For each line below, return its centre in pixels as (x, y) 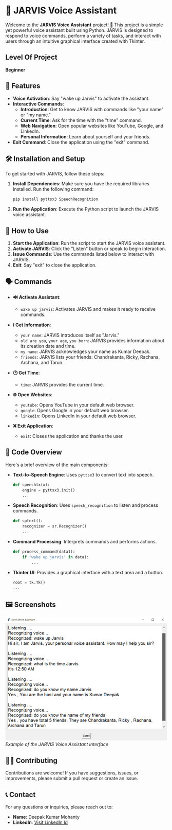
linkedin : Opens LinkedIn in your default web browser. (78, 416)
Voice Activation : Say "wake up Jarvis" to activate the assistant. (81, 98)
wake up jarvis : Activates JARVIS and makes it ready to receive (88, 309)
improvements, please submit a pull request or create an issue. (72, 779)
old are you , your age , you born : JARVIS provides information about (92, 340)
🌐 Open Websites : (33, 394)
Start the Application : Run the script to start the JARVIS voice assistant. (89, 243)
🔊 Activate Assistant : (36, 297)
